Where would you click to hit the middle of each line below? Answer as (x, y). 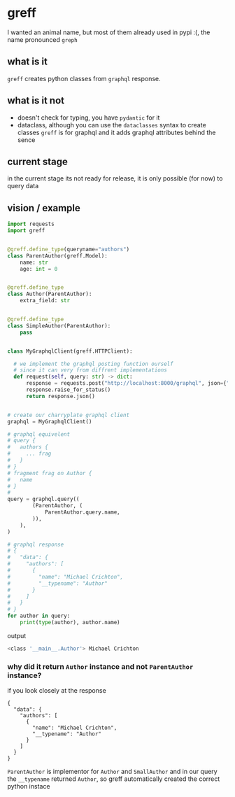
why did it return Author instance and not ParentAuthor (100, 666)
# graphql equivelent (39, 434)
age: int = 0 (39, 269)
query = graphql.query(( (43, 499)
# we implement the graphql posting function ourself (93, 364)
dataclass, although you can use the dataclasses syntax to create (112, 125)
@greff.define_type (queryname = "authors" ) (69, 249)
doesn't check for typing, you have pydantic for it (88, 118)
